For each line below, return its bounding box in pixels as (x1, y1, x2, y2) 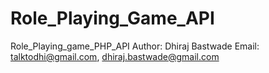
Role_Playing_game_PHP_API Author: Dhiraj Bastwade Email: (10, 40, 260, 52)
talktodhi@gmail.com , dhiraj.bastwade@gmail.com (10, 50, 220, 62)
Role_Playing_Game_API (10, 7, 215, 30)
